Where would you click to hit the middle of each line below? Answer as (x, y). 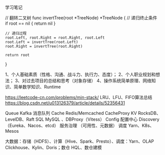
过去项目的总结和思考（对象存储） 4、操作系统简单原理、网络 (89, 80)
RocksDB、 (149, 113)
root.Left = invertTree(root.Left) (42, 42)
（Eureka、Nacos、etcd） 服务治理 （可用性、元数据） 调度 (66, 126)
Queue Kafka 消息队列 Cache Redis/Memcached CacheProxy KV (71, 113)
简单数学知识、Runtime (37, 87)
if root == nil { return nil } (30, 23)
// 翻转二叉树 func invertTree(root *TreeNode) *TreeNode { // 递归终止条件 (81, 18)
